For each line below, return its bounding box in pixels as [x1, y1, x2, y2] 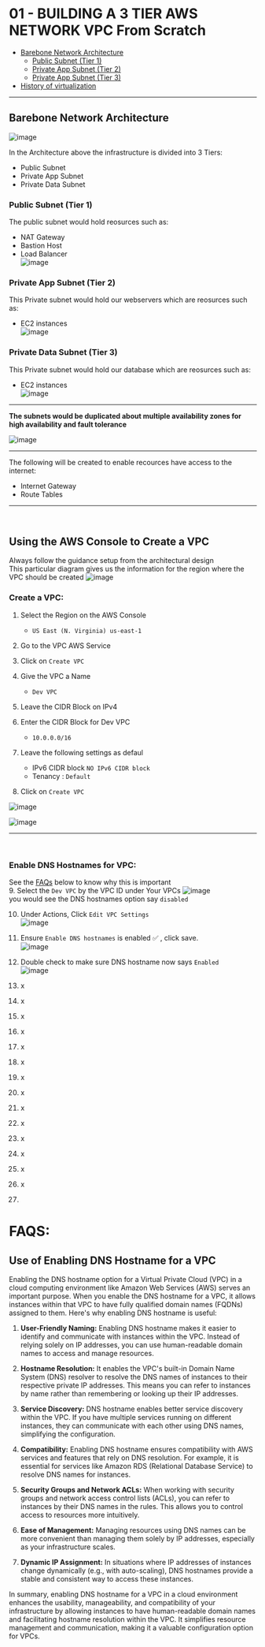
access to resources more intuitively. [20, 1511, 140, 1520]
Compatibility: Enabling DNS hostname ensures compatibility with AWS [20, 1444, 254, 1455]
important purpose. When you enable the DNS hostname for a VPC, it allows [9, 1291, 256, 1301]
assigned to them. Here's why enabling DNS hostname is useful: [9, 1308, 217, 1317]
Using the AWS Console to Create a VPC [9, 535, 210, 549]
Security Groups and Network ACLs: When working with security [20, 1485, 235, 1495]
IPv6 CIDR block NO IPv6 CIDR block [31, 762, 150, 773]
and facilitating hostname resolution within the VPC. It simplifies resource [9, 1615, 246, 1624]
